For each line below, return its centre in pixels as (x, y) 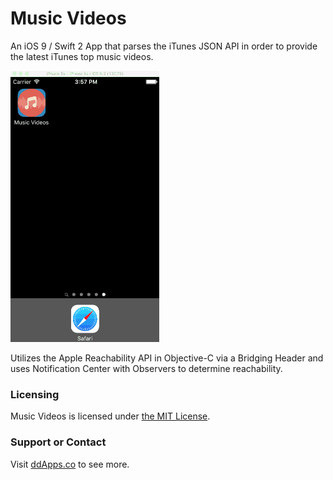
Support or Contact (58, 442)
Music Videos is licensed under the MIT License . (110, 416)
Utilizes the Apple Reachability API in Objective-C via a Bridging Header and (167, 358)
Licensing (35, 394)
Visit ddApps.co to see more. (70, 464)
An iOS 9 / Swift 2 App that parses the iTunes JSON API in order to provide (164, 46)
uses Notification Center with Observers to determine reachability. (146, 368)
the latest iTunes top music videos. (82, 56)
